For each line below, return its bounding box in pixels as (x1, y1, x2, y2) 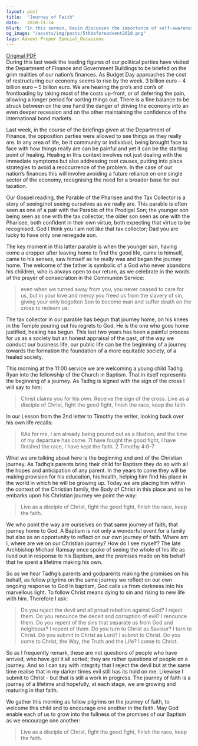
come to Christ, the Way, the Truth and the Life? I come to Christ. (20, 638, 179, 645)
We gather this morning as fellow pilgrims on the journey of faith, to (6, 698, 170, 705)
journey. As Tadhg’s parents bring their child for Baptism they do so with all (6, 461, 189, 467)
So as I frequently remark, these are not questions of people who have (6, 649, 177, 656)
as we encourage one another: (6, 717, 81, 724)
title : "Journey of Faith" (6, 14, 75, 20)
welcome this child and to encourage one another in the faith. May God (6, 705, 179, 711)
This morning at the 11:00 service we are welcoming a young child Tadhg (6, 365, 183, 372)
